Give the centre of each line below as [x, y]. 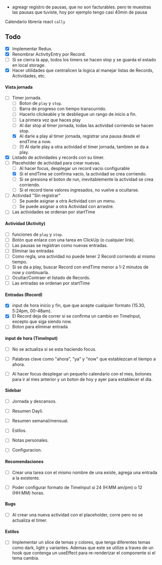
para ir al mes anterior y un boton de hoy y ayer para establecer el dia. [82, 379]
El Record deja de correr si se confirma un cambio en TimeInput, [77, 316]
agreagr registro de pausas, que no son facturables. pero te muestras [81, 7]
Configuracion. [27, 450]
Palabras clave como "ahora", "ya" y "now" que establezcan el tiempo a [84, 359]
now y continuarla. [31, 272]
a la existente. [26, 478]
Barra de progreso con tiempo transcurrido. [63, 109]
